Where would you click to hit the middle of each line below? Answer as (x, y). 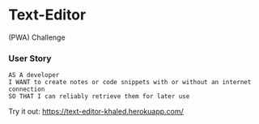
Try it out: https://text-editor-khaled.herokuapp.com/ (96, 112)
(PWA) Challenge (37, 37)
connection (27, 90)
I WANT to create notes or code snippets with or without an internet (130, 83)
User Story (30, 58)
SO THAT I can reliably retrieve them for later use (99, 96)
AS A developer (34, 75)
